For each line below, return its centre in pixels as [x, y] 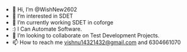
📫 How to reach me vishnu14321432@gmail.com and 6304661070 [97, 42]
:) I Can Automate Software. [47, 29]
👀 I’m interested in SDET [42, 16]
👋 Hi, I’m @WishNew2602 [45, 9]
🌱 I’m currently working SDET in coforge [63, 22]
